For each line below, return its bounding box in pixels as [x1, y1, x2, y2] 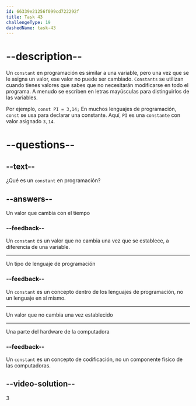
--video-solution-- [6, 379, 75, 389]
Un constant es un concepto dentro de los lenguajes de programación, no [6, 288, 184, 295]
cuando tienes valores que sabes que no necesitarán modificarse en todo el [6, 82, 188, 89]
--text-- [6, 161, 35, 171]
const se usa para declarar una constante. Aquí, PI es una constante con [6, 112, 181, 119]
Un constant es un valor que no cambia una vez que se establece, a [6, 237, 169, 244]
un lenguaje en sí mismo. [6, 294, 66, 301]
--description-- [6, 50, 83, 63]
